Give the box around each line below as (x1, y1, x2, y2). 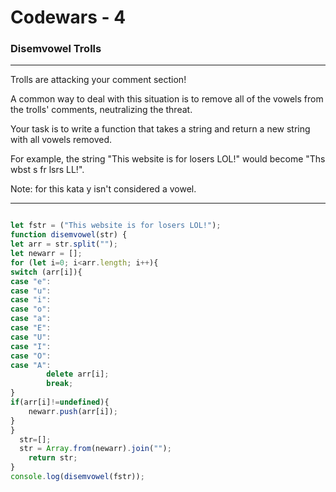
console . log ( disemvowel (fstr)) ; (10, 472, 145, 482)
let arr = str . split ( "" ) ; (10, 239, 118, 250)
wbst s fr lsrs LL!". (10, 164, 85, 176)
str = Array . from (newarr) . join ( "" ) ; (19, 444, 172, 454)
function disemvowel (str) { (10, 230, 128, 240)
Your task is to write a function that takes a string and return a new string (10, 123, 311, 135)
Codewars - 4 (10, 6, 127, 29)
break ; (46, 379, 74, 389)
